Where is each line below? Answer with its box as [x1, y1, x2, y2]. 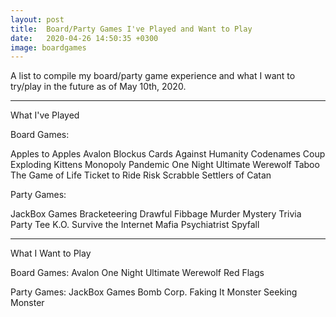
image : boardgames [10, 42, 87, 53]
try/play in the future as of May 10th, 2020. [10, 81, 187, 93]
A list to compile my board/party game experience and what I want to [10, 70, 296, 82]
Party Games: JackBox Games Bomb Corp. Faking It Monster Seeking [10, 286, 298, 298]
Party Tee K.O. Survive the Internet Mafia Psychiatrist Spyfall [10, 219, 260, 231]
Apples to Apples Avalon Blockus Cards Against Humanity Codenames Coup [10, 148, 326, 160]
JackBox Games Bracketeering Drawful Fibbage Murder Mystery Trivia [10, 208, 302, 220]
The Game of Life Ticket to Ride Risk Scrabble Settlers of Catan [10, 169, 272, 181]
